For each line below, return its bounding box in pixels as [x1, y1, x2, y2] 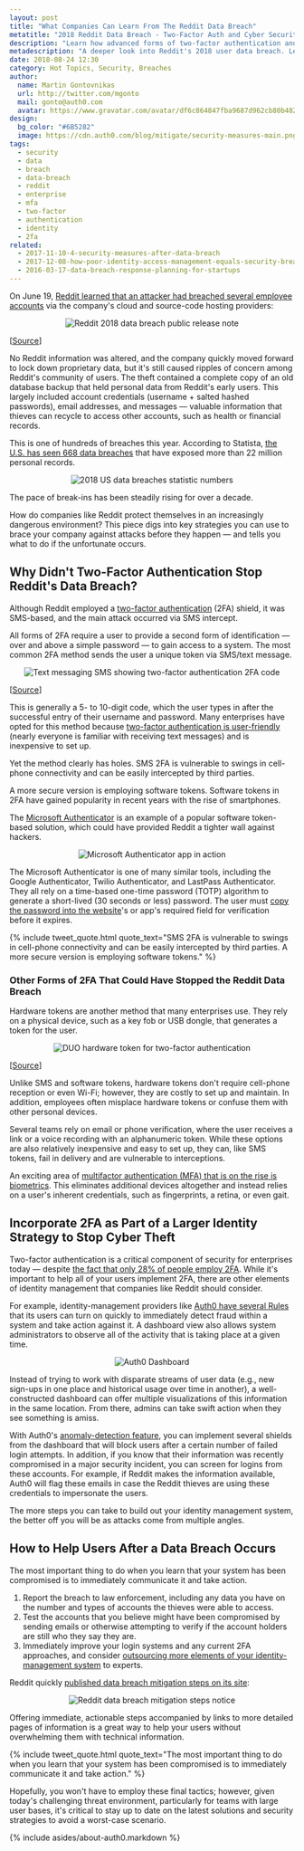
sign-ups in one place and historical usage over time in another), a [9, 1383, 257, 1394]
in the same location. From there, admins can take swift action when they [9, 1402, 282, 1413]
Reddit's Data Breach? [9, 578, 138, 594]
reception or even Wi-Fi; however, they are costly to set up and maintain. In [9, 1087, 290, 1098]
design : [9, 114, 39, 123]
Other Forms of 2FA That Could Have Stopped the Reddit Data [9, 974, 285, 987]
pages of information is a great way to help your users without [9, 1722, 242, 1732]
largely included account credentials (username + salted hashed [9, 391, 250, 402]
